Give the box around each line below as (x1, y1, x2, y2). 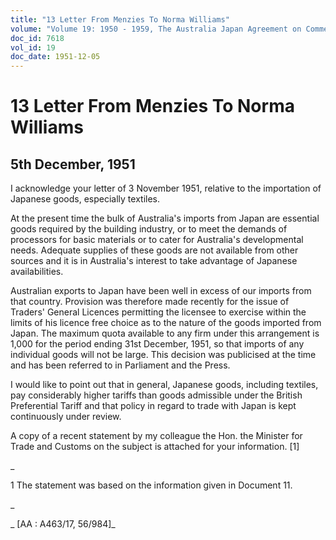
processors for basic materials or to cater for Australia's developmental (10, 234, 304, 246)
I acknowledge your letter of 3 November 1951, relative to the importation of (10, 182, 322, 195)
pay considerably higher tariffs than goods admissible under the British (10, 389, 303, 401)
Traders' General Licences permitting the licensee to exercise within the (10, 306, 307, 318)
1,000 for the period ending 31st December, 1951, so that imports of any (10, 338, 305, 350)
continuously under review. (10, 411, 122, 423)
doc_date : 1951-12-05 (10, 52, 101, 62)
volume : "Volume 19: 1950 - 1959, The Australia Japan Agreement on (10, 24, 302, 34)
